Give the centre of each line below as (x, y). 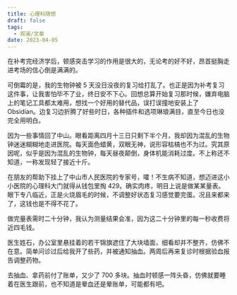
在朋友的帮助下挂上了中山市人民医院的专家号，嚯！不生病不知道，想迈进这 (115, 177)
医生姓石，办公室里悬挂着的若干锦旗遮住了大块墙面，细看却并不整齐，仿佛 (115, 243)
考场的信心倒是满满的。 (47, 70)
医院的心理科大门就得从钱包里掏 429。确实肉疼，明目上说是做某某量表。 (119, 186)
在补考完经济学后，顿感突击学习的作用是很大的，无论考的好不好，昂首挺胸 (115, 62)
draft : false (26, 21)
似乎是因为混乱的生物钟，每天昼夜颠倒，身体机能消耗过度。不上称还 (124, 154)
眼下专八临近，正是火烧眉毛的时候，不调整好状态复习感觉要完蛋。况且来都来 (119, 195)
